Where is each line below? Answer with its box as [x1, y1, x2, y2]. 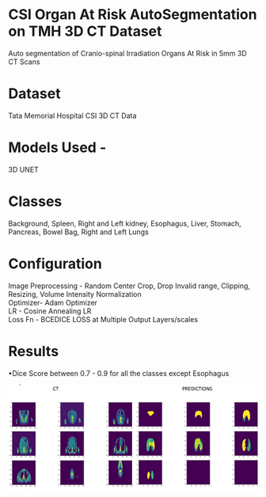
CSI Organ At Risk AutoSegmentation [8, 6, 257, 24]
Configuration [8, 255, 103, 272]
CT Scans [8, 57, 40, 66]
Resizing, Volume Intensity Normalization [8, 289, 142, 298]
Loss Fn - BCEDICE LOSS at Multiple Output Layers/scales [8, 314, 199, 324]
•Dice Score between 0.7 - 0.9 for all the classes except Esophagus [8, 368, 230, 377]
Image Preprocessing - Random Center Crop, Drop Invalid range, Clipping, [8, 281, 251, 290]
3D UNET [8, 165, 40, 174]
